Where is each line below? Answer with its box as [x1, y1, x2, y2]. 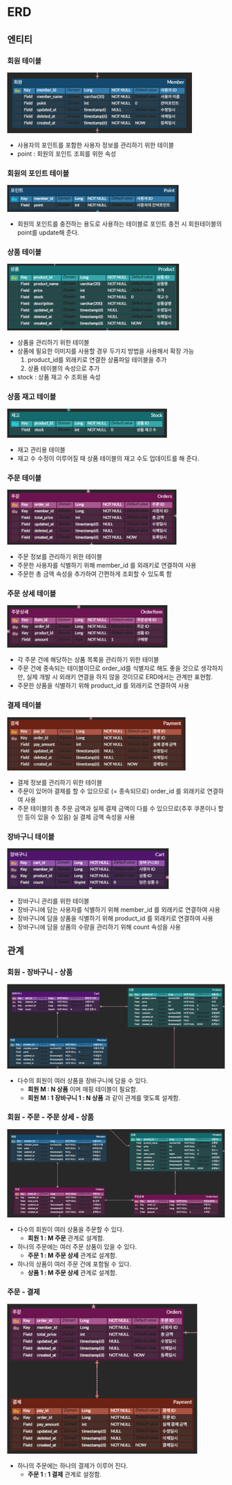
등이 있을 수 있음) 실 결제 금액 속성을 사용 [24, 813, 136, 821]
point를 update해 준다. [17, 228, 79, 237]
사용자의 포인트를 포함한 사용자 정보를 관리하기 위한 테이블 [17, 141, 175, 149]
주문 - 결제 [7, 1287, 40, 1297]
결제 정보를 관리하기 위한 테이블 [17, 778, 102, 786]
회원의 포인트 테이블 [7, 168, 70, 178]
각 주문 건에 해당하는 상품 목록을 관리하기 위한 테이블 [17, 656, 159, 664]
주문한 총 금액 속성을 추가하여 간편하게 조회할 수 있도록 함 [17, 570, 173, 578]
